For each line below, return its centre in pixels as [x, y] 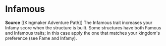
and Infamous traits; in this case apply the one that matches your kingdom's [83, 33]
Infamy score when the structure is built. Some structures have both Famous [83, 27]
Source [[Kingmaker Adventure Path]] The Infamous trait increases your [79, 23]
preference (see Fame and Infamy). [41, 38]
